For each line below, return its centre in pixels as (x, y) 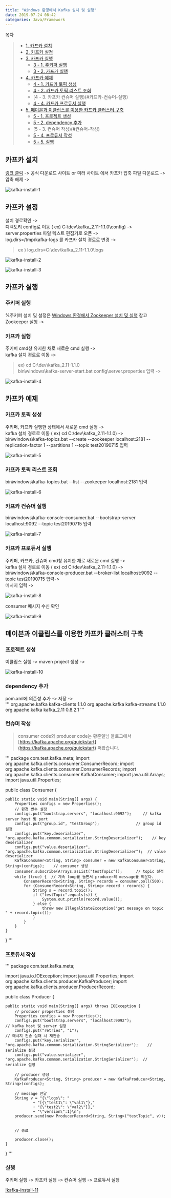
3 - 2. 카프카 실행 (50, 71)
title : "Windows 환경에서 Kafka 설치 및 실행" (51, 10)
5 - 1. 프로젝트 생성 (52, 116)
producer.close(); (34, 1140)
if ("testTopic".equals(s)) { (65, 895)
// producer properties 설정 (45, 1012)
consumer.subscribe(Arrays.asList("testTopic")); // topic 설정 (89, 871)
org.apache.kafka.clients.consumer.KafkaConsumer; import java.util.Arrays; (85, 774)
